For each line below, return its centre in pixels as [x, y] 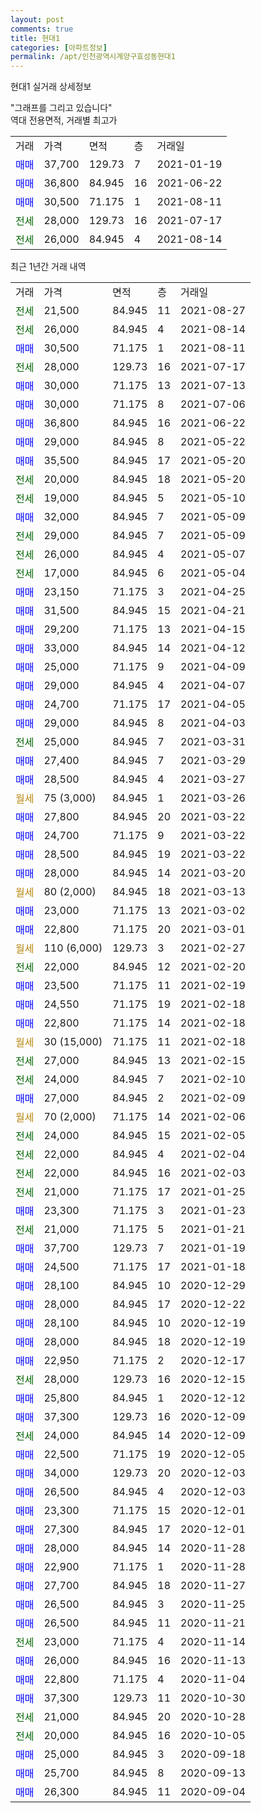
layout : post [37, 19]
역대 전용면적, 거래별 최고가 [64, 120]
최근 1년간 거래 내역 [48, 267]
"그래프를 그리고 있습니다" [61, 108]
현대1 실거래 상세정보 [51, 87]
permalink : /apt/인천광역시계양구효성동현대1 [93, 57]
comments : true [42, 29]
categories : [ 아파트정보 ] [59, 47]
